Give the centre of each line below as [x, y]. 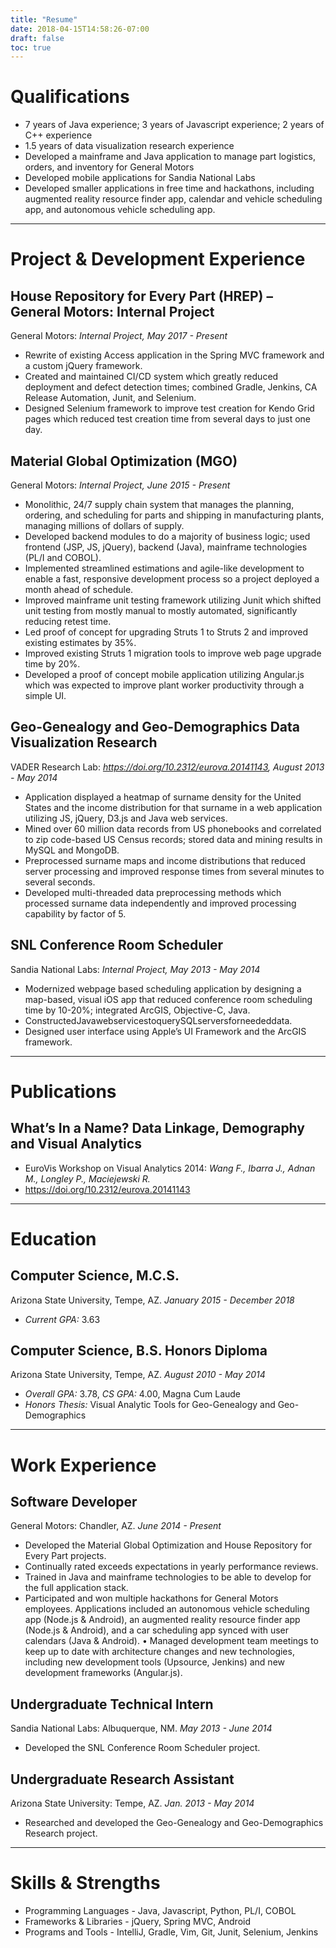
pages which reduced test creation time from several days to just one [168, 419]
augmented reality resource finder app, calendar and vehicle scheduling [173, 199]
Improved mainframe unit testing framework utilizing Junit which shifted [173, 600]
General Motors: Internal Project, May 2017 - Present [119, 336]
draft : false [37, 38]
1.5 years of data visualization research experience [129, 146]
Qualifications [70, 97]
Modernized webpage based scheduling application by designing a [163, 988]
